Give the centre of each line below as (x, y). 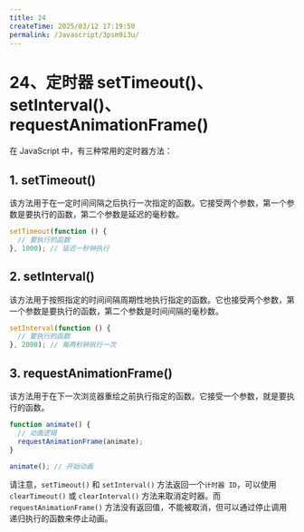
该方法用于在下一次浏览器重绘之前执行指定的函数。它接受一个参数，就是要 (148, 396)
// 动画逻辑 (37, 433)
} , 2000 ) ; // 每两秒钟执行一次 (63, 345)
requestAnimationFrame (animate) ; (81, 441)
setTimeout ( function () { (58, 232)
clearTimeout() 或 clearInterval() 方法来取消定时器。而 (115, 496)
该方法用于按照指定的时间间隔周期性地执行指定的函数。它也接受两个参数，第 (152, 299)
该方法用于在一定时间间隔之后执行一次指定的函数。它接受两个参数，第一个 (148, 203)
